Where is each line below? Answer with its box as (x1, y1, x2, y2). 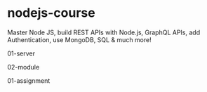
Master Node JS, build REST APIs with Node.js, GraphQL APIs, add (7, 28, 201, 37)
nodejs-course (7, 5, 96, 21)
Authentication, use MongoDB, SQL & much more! (7, 35, 152, 44)
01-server (7, 49, 36, 58)
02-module (7, 63, 40, 71)
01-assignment (7, 76, 51, 85)
